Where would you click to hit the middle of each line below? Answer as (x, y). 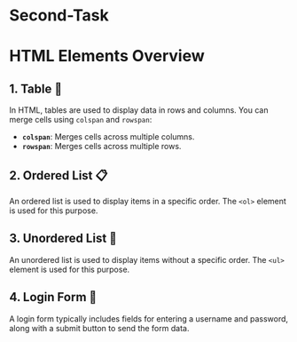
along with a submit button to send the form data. (99, 328)
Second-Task (59, 16)
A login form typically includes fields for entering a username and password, (149, 318)
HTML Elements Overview (107, 56)
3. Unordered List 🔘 (63, 239)
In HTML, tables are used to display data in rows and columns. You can (139, 110)
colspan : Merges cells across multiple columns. (108, 137)
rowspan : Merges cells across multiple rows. (102, 147)
